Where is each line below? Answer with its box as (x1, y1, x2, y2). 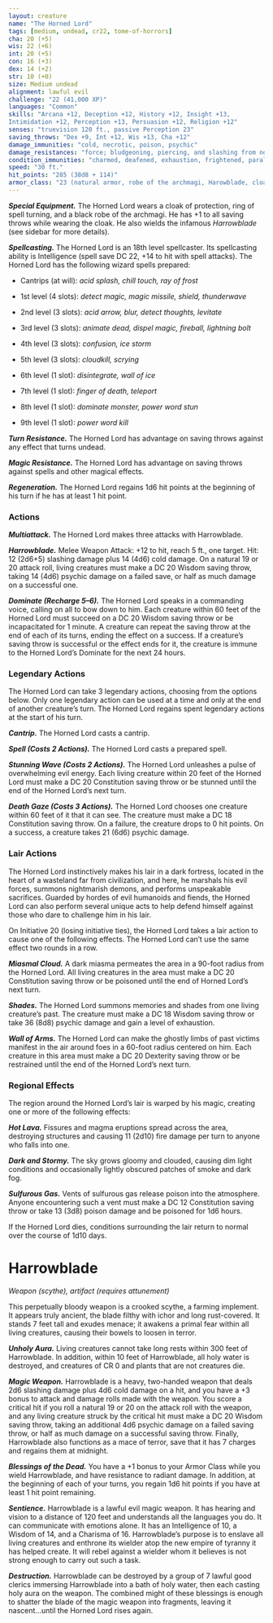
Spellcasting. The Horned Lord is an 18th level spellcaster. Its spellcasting (8, 242, 258, 252)
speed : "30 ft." (8, 164, 63, 172)
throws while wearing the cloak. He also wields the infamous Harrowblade (8, 217, 258, 228)
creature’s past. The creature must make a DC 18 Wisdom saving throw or (8, 1009, 255, 1019)
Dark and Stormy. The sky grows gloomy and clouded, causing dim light (8, 1156, 253, 1165)
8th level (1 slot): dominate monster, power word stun (19, 401, 199, 411)
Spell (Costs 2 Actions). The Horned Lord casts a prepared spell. (8, 744, 227, 754)
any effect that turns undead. (8, 441, 106, 452)
